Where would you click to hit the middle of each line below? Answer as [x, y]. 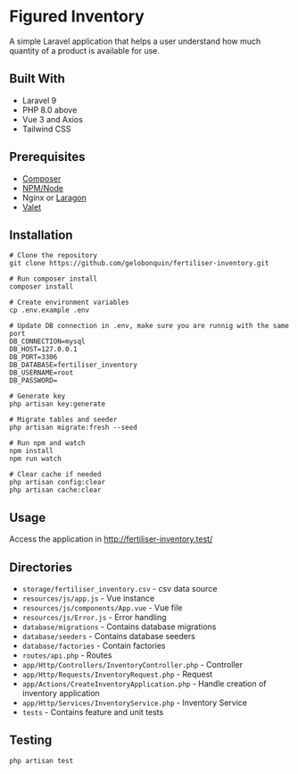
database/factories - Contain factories [94, 646]
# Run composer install [54, 279]
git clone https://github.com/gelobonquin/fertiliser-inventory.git [139, 264]
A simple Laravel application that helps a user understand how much [135, 41]
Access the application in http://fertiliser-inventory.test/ [111, 539]
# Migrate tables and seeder [63, 420]
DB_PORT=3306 [33, 358]
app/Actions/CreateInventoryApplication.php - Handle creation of [144, 684]
